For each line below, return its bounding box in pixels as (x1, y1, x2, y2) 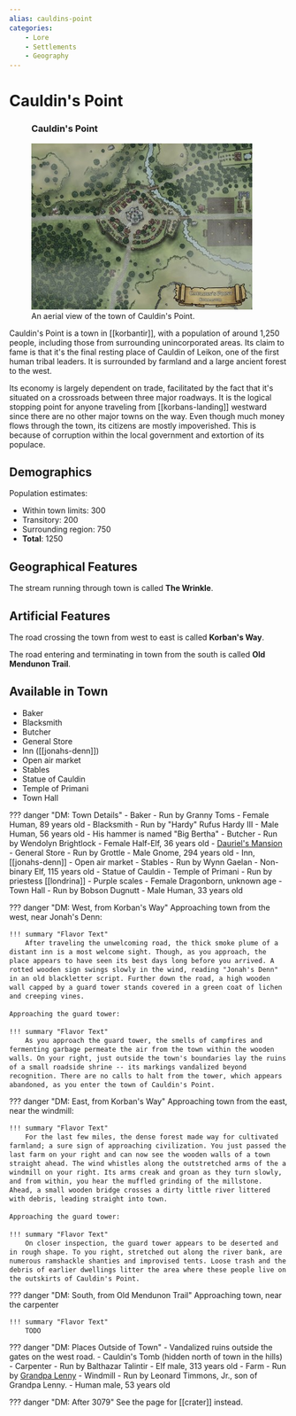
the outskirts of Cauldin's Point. (9, 1274, 140, 1283)
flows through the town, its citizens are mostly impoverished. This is (9, 420, 256, 431)
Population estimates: (9, 488, 88, 499)
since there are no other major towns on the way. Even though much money (9, 410, 285, 421)
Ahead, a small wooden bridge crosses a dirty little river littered (9, 1186, 271, 1194)
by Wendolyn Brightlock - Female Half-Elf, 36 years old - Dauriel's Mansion (9, 837, 283, 848)
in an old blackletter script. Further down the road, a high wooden (9, 974, 271, 983)
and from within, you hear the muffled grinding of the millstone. (9, 1177, 263, 1186)
